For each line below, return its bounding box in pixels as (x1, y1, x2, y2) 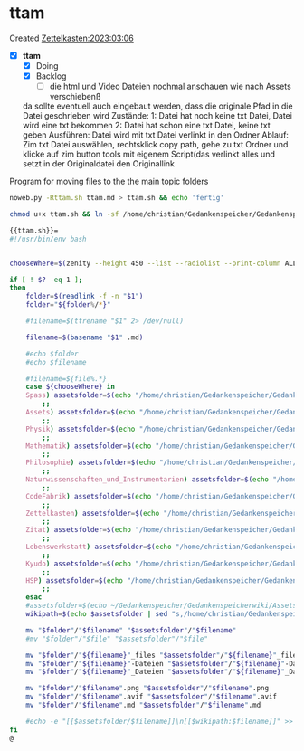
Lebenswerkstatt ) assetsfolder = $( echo (25, 542, 172, 552)
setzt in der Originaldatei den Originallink (22, 158, 175, 169)
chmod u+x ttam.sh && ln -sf (9, 210, 119, 219)
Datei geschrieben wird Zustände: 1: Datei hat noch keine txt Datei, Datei (22, 110, 292, 121)
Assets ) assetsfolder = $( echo (25, 408, 136, 417)
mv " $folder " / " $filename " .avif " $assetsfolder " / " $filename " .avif (25, 692, 278, 701)
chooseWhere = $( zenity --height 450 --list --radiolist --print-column (9, 259, 281, 268)
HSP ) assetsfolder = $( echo (25, 575, 124, 585)
